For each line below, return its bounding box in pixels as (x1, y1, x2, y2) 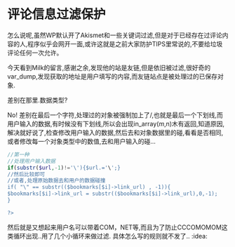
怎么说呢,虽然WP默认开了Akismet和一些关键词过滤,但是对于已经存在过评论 (7, 31, 222, 39)
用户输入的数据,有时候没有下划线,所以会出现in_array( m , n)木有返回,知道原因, (7, 119, 225, 128)
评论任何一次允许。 (7, 48, 63, 57)
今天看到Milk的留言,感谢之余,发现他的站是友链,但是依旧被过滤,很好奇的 (7, 63, 211, 72)
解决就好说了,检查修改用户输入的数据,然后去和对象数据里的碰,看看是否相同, (7, 128, 224, 137)
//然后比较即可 (7, 171, 46, 178)
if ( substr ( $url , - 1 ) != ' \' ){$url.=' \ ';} (7, 164, 121, 171)
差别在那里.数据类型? (7, 95, 68, 104)
